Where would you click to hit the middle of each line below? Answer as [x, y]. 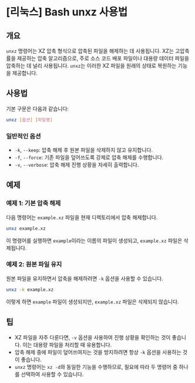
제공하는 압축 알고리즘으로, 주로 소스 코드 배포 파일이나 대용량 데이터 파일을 [103, 58]
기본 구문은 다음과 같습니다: [38, 108]
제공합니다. [25, 73]
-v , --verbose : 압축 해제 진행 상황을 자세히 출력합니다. [77, 164]
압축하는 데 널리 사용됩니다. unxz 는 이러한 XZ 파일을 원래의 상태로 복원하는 [91, 66]
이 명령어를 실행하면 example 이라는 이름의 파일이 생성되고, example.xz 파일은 [94, 240]
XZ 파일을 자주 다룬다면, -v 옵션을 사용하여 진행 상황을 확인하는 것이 [93, 337]
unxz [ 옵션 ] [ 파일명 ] [29, 120]
